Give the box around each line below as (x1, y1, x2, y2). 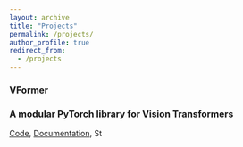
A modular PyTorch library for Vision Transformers (9, 108, 234, 120)
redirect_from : (9, 46, 66, 55)
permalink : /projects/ (9, 29, 94, 38)
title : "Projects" (9, 21, 78, 30)
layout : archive (9, 12, 70, 22)
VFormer (9, 84, 49, 96)
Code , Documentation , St (9, 128, 103, 139)
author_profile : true (9, 37, 90, 47)
